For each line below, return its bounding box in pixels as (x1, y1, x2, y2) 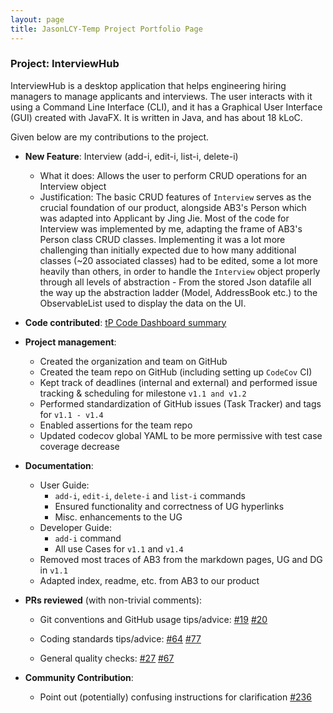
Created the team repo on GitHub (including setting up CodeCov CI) (39, 366, 313, 378)
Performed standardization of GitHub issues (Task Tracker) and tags (39, 397, 322, 410)
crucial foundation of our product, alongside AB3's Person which (39, 201, 307, 213)
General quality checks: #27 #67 (39, 652, 175, 664)
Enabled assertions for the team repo (39, 419, 193, 431)
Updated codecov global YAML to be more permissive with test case (39, 429, 323, 441)
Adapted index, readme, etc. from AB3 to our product (39, 574, 260, 586)
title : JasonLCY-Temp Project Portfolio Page (10, 24, 203, 34)
